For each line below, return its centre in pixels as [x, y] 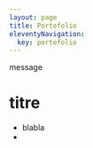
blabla [33, 128]
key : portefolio [47, 42]
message [26, 67]
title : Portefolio [43, 26]
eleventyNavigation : [47, 34]
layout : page [33, 17]
